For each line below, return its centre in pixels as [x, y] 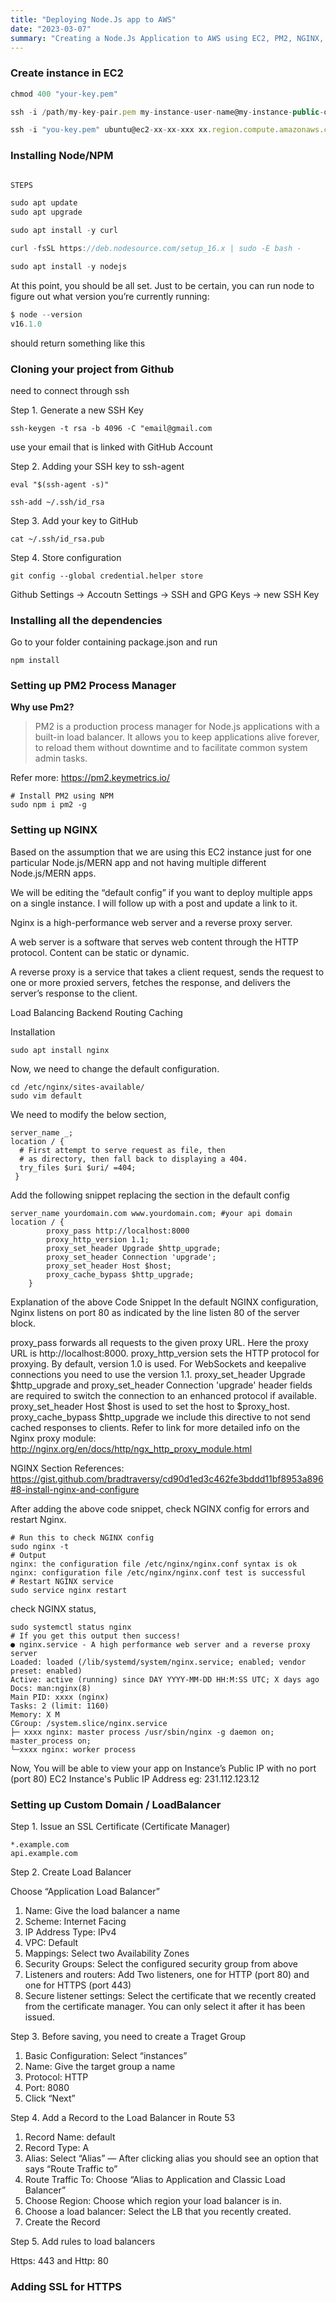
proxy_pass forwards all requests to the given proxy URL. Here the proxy [159, 1342]
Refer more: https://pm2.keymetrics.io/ [90, 778]
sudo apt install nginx [60, 1050]
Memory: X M [35, 1714]
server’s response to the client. [74, 993]
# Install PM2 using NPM [62, 796]
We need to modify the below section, [88, 1114]
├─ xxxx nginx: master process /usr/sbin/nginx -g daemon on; [142, 1732]
